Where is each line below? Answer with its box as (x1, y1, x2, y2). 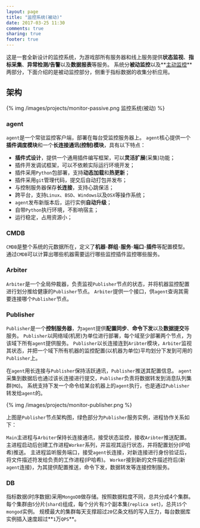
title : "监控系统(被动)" (6, 14, 62, 20)
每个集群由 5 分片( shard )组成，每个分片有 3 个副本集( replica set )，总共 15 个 (6, 501, 187, 508)
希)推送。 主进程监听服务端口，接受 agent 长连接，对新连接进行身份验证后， (6, 449, 190, 456)
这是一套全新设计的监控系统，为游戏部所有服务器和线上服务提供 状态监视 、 (6, 54, 189, 60)
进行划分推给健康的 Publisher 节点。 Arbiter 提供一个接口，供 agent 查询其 (6, 287, 184, 295)
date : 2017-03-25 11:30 (6, 20, 65, 26)
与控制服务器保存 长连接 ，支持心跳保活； (14, 184, 114, 191)
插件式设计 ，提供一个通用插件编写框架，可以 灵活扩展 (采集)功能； (14, 154, 176, 161)
